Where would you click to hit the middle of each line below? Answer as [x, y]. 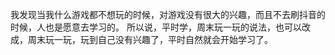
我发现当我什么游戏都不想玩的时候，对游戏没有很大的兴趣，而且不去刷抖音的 [168, 14]
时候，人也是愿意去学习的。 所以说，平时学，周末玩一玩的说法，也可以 [156, 27]
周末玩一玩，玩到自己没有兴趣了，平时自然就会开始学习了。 [150, 39]
